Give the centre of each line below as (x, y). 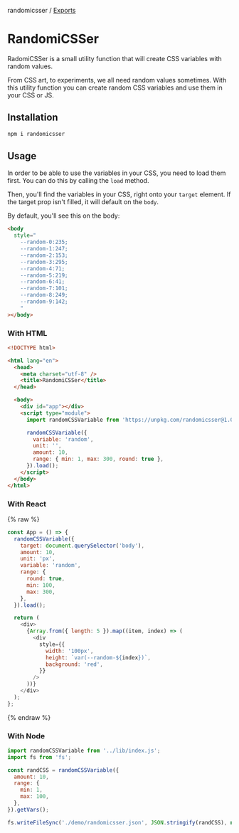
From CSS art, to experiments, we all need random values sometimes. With (117, 80)
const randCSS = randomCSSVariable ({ (63, 770)
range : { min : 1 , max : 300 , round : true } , (99, 459)
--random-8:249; (44, 295)
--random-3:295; (44, 262)
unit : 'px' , (38, 559)
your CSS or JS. (31, 95)
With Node (26, 736)
